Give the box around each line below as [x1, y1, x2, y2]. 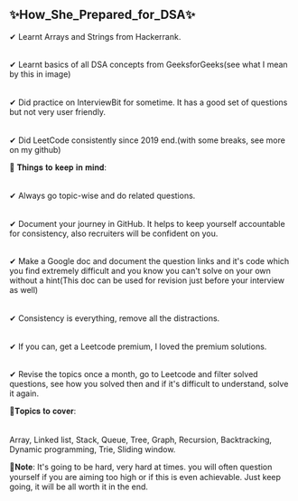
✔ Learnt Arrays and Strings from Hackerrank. [9, 31, 182, 42]
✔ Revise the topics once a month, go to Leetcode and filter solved [9, 369, 259, 380]
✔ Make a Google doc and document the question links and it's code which [9, 256, 290, 267]
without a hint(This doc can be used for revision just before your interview [9, 275, 284, 286]
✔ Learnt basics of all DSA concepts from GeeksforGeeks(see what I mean [9, 59, 288, 71]
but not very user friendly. [9, 107, 107, 118]
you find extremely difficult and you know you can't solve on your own [9, 266, 271, 277]
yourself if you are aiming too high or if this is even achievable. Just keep [9, 471, 282, 482]
